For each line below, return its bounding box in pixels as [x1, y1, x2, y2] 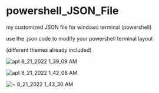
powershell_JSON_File [6, 4, 119, 18]
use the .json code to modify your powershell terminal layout [6, 35, 153, 42]
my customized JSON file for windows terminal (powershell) [6, 24, 152, 31]
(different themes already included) [6, 46, 92, 54]
